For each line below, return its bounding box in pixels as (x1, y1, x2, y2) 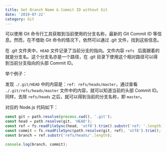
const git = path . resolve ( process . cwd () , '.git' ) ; (5, 114, 112, 120)
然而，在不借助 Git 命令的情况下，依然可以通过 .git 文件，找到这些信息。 (13, 37, 162, 43)
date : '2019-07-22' (5, 12, 46, 17)
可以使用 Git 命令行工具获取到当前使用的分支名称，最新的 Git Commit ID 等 (5, 31, 158, 37)
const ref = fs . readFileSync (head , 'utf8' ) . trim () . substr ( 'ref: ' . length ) (5, 124, 164, 129)
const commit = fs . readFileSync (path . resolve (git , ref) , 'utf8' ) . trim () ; (5, 128, 162, 133)
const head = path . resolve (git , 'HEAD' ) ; (5, 119, 92, 124)
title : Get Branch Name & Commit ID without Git (5, 7, 108, 12)
